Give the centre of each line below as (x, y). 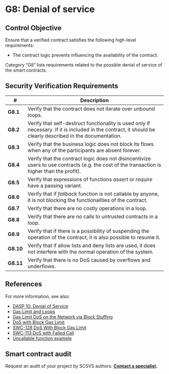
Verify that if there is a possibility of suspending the (88, 231)
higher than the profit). (54, 171)
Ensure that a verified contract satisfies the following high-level (71, 40)
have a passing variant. (55, 185)
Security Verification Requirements (62, 86)
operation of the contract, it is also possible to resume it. (94, 237)
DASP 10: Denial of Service (40, 306)
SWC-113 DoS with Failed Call (43, 333)
